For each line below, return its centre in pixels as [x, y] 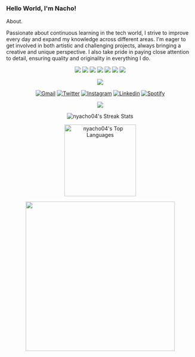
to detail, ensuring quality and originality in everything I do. [78, 59]
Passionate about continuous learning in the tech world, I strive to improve [97, 33]
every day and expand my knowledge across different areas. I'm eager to [96, 39]
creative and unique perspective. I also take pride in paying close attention [98, 52]
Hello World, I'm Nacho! [41, 8]
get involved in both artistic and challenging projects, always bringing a [94, 45]
